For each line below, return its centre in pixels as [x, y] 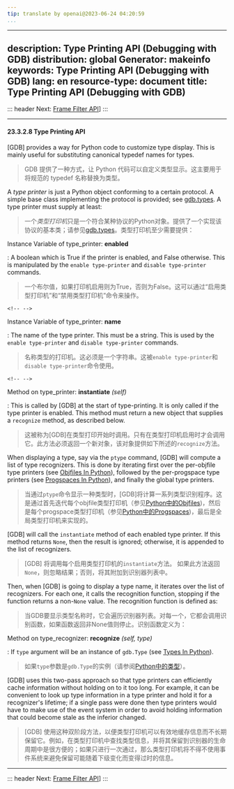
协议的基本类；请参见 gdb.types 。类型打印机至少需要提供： [109, 230]
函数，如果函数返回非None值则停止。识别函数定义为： [108, 624]
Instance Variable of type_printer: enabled [68, 244]
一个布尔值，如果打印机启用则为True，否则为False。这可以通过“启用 [122, 287]
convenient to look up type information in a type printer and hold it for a [110, 695]
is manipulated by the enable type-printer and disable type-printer [107, 265]
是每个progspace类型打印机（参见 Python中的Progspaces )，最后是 [120, 512]
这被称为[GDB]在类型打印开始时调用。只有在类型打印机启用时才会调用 [124, 435]
